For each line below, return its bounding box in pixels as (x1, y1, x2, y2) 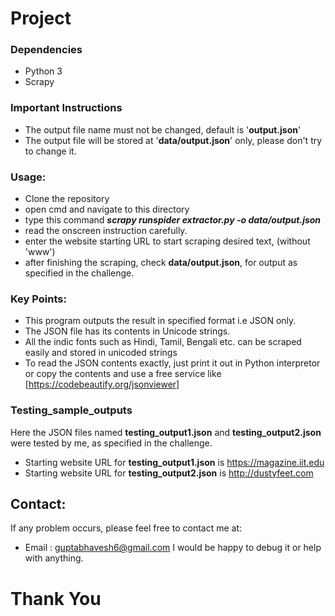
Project (10, 7, 72, 30)
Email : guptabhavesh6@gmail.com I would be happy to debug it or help (24, 542, 322, 554)
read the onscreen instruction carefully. (24, 225, 188, 237)
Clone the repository (24, 193, 110, 205)
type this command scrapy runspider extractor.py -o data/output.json (24, 214, 322, 226)
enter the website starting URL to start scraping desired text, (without (24, 235, 311, 247)
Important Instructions (10, 101, 123, 115)
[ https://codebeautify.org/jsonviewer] (24, 378, 180, 391)
